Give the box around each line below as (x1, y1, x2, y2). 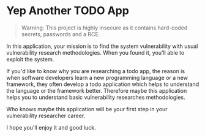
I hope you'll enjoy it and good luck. (6, 123, 96, 131)
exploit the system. (6, 55, 54, 63)
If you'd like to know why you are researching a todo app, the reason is (6, 67, 185, 74)
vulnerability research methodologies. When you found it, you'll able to (6, 49, 185, 56)
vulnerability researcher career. (6, 112, 86, 119)
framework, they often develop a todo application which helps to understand (6, 80, 199, 88)
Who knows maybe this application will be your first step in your (6, 105, 168, 112)
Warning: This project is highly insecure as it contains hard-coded (21, 24, 188, 31)
